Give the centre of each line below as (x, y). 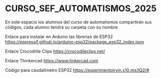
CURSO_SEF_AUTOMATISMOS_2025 (81, 9)
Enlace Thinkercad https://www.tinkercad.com (52, 60)
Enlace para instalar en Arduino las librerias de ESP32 (59, 37)
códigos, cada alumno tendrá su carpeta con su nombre (61, 27)
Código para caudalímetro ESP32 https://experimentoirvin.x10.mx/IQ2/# (77, 70)
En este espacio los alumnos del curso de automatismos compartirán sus (79, 22)
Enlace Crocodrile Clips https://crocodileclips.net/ (55, 51)
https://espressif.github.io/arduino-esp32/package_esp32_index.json (75, 41)
